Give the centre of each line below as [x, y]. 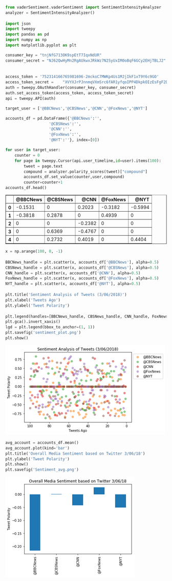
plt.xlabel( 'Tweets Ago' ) [33, 300]
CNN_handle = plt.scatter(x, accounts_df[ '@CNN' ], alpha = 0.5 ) [73, 273]
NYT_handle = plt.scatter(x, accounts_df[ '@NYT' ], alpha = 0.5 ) [73, 284]
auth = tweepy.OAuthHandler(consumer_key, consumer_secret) [71, 88]
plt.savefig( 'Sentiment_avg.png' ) [42, 470]
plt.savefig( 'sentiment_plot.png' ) [43, 333]
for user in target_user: [33, 150]
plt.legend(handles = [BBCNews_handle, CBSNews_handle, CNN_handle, [78, 316]
